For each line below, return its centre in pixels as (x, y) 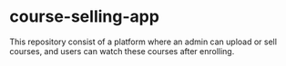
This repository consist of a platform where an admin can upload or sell (143, 42)
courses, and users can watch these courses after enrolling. (122, 51)
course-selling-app (84, 17)
